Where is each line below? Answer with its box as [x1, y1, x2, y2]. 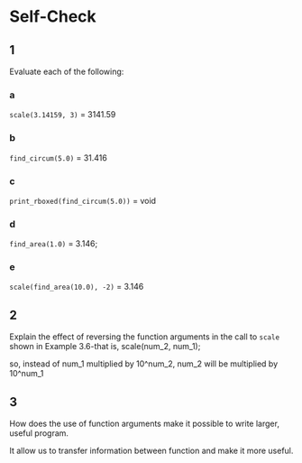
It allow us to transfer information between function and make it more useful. [9, 445, 294, 457]
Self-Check [9, 6, 96, 27]
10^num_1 [9, 368, 44, 379]
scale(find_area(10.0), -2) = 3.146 [9, 282, 144, 292]
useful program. [9, 428, 69, 439]
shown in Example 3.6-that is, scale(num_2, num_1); [9, 341, 201, 352]
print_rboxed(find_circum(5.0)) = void [9, 195, 156, 206]
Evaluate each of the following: [9, 66, 124, 77]
